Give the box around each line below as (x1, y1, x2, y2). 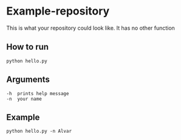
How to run (6, 42, 49, 52)
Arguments (6, 75, 50, 85)
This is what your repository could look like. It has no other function (6, 24, 175, 32)
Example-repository (6, 4, 110, 18)
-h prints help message (6, 90, 69, 96)
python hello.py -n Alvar (6, 128, 72, 135)
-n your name (6, 96, 43, 102)
